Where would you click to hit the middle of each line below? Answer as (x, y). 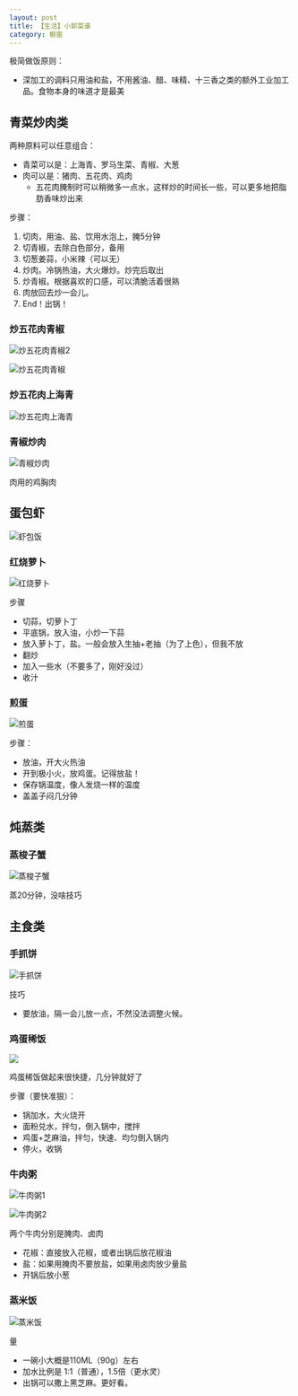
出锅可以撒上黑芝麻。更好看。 (77, 1383)
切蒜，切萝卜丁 (50, 621)
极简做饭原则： (37, 61)
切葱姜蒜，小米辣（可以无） (73, 259)
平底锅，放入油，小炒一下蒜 (73, 633)
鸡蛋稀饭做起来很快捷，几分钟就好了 (76, 1077)
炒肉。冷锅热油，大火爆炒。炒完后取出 (93, 270)
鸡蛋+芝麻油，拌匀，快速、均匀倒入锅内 (96, 1137)
